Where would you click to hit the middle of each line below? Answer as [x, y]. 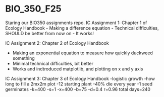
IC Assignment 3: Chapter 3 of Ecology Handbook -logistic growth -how [80, 78]
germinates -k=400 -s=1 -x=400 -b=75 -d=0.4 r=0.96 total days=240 [78, 89]
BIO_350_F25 [33, 9]
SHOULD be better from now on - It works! [50, 33]
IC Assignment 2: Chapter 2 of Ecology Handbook [57, 43]
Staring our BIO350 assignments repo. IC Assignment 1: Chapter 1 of [76, 23]
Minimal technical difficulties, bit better [53, 63]
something [24, 58]
